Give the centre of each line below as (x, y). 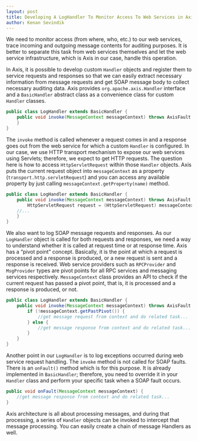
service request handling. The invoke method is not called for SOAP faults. (96, 362)
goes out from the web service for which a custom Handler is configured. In (98, 146)
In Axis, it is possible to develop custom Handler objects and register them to (99, 70)
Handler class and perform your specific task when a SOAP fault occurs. (94, 380)
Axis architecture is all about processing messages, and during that (88, 413)
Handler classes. (26, 101)
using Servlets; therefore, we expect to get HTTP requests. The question (94, 158)
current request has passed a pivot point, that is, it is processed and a (91, 283)
